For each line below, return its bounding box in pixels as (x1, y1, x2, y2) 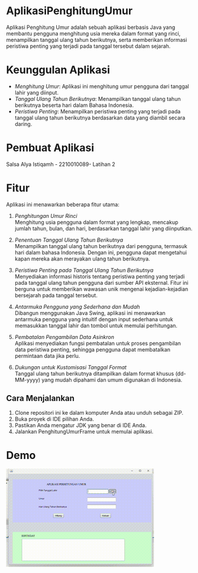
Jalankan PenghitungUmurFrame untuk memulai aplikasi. (14, 428, 154, 435)
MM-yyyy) (14, 376, 41, 383)
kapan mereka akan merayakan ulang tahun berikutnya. (14, 255, 151, 262)
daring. (14, 120, 33, 128)
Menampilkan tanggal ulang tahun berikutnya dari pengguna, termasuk (14, 242, 187, 249)
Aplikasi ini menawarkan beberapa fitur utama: (6, 201, 120, 208)
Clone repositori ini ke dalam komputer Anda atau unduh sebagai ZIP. (14, 409, 184, 416)
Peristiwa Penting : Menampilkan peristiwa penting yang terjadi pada (14, 108, 181, 115)
